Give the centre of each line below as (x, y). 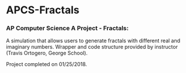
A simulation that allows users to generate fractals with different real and (93, 41)
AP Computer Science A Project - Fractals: (67, 28)
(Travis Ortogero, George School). (47, 53)
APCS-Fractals (43, 10)
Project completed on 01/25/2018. (47, 64)
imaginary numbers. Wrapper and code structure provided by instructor (92, 47)
